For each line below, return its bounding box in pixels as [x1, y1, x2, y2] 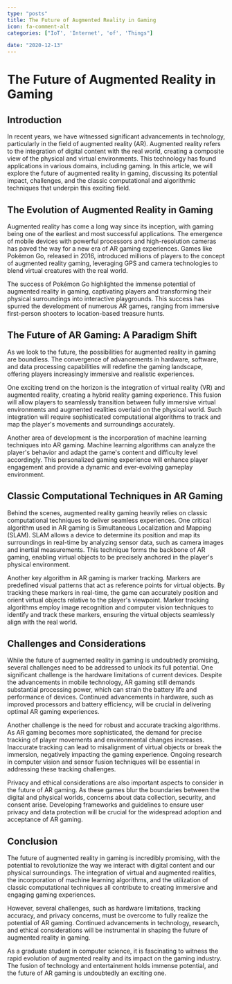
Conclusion [7, 835, 58, 847]
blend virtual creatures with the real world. [7, 266, 128, 274]
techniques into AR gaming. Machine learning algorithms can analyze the [7, 440, 216, 449]
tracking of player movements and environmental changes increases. [7, 735, 204, 744]
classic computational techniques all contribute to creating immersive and [7, 884, 218, 892]
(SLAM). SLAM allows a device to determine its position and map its [7, 530, 201, 539]
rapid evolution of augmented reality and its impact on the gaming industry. [7, 954, 222, 963]
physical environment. [7, 560, 71, 569]
